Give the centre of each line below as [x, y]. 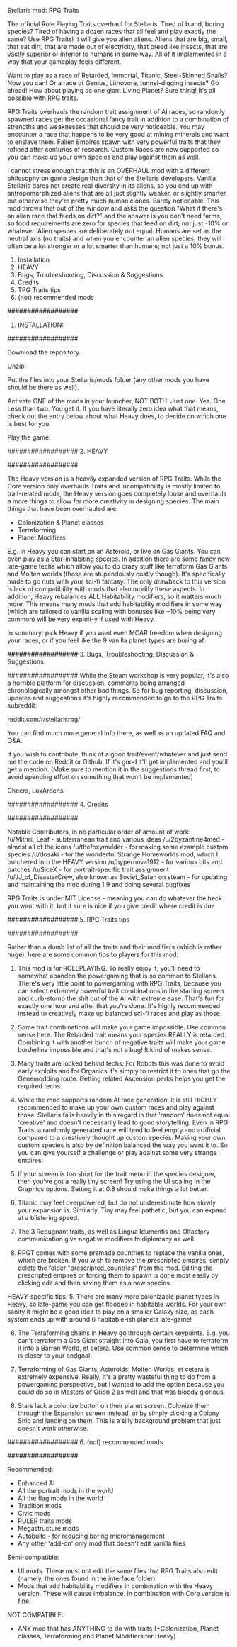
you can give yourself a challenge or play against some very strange [117, 1152]
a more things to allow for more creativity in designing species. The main [113, 501]
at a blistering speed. [48, 1218]
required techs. [40, 1086]
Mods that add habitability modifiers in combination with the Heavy [115, 1586]
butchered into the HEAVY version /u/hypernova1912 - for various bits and [115, 862]
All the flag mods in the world [60, 1498]
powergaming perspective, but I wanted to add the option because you [121, 1384]
